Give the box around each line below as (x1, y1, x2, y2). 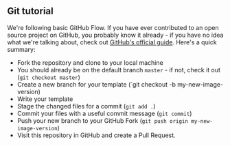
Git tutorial (7, 5, 54, 17)
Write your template (16, 95, 73, 103)
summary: (7, 45, 36, 53)
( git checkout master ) (16, 73, 81, 81)
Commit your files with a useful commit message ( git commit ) (16, 109, 192, 117)
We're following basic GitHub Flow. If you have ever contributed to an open (7, 23, 220, 31)
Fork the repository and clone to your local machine (16, 58, 163, 67)
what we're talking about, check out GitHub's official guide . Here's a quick (7, 38, 218, 46)
